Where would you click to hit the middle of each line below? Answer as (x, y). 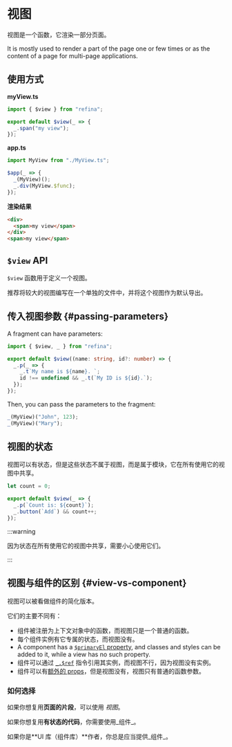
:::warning (21, 531)
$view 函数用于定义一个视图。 (49, 278)
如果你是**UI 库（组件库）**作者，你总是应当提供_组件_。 (89, 736)
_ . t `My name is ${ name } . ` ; (60, 372)
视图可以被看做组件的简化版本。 (52, 601)
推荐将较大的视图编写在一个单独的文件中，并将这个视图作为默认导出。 (107, 292)
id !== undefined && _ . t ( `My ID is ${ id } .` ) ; (86, 378)
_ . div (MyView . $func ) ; (45, 186)
